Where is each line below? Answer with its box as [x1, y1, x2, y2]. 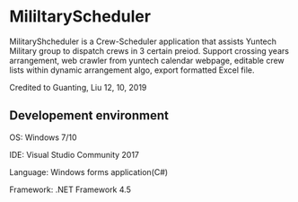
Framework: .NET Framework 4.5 [9, 184, 132, 195]
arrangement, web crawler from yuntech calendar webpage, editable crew [9, 55, 285, 66]
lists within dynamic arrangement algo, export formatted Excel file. [9, 65, 255, 75]
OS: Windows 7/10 [9, 132, 78, 143]
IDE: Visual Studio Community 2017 [9, 149, 140, 160]
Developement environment [9, 108, 169, 123]
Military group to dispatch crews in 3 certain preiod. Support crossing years [9, 45, 290, 56]
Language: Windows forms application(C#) [9, 166, 169, 177]
